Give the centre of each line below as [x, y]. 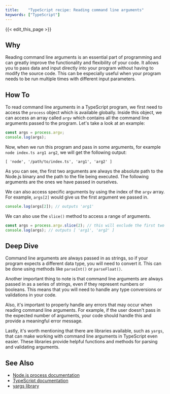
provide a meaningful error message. [44, 321]
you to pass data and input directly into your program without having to [79, 68]
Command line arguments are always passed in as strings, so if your [77, 258]
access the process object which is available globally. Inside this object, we [84, 113]
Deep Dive [22, 246]
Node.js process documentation [46, 375]
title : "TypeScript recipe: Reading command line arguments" [75, 10]
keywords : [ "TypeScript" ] [32, 15]
